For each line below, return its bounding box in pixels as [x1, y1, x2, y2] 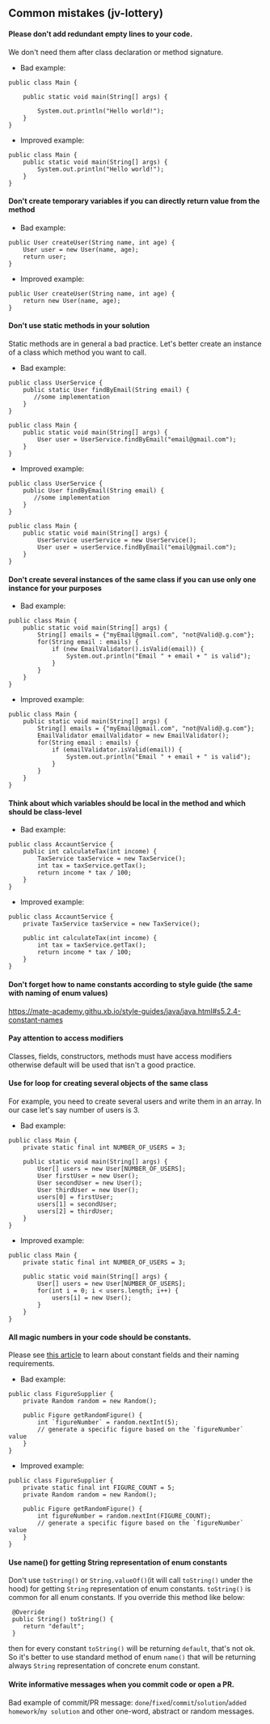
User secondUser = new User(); [37, 1179, 143, 1187]
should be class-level [8, 807, 82, 816]
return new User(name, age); [23, 296, 121, 304]
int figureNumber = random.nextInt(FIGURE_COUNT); [37, 1512, 212, 1521]
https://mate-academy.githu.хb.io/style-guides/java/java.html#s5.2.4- [8, 1006, 241, 1015]
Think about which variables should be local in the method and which [8, 798, 247, 808]
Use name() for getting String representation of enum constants [8, 1557, 228, 1567]
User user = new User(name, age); [23, 245, 139, 253]
